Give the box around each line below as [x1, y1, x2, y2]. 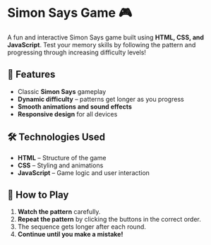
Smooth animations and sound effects [17, 102, 133, 111]
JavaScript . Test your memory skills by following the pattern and [7, 40, 196, 49]
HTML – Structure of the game [17, 153, 107, 162]
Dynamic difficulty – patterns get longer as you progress [17, 95, 185, 103]
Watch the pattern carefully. [17, 208, 101, 216]
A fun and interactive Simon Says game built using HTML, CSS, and [7, 32, 205, 42]
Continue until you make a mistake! [17, 230, 123, 239]
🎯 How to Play [7, 189, 69, 201]
